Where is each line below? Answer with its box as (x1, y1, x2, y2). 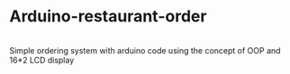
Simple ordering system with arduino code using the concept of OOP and (9, 45, 281, 55)
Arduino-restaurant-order (9, 6, 207, 27)
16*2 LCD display (9, 54, 75, 65)
